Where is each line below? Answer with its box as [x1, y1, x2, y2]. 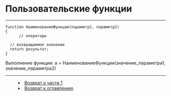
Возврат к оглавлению [24, 85, 74, 91]
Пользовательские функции [5, 3, 132, 15]
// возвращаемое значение [10, 42, 65, 47]
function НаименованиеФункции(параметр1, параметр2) [5, 24, 120, 29]
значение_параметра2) [5, 65, 56, 71]
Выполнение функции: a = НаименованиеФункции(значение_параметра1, [5, 60, 165, 66]
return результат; [10, 46, 49, 52]
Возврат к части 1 [24, 79, 63, 86]
